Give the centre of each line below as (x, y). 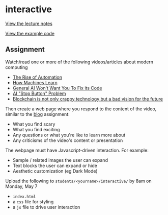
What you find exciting (36, 129)
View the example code (30, 33)
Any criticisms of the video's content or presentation (68, 140)
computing (17, 67)
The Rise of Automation (37, 77)
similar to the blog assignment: (37, 114)
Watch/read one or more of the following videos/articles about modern (79, 62)
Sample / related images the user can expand (60, 160)
